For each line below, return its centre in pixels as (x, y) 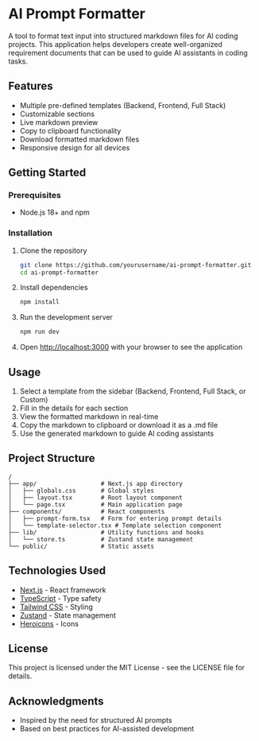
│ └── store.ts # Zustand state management (101, 539)
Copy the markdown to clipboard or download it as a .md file (119, 425)
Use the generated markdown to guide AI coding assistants (117, 433)
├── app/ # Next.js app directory (95, 483)
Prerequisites (35, 196)
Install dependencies (54, 288)
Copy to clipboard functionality (70, 130)
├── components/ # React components (87, 511)
